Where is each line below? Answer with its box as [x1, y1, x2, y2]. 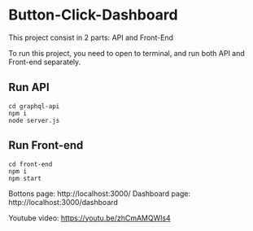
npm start [8, 174, 42, 182]
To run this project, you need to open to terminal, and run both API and [8, 48, 246, 58]
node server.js [8, 116, 60, 124]
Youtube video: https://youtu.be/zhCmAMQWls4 [8, 213, 171, 223]
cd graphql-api [8, 102, 60, 111]
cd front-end [8, 160, 53, 168]
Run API [8, 81, 50, 94]
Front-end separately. [8, 57, 81, 67]
